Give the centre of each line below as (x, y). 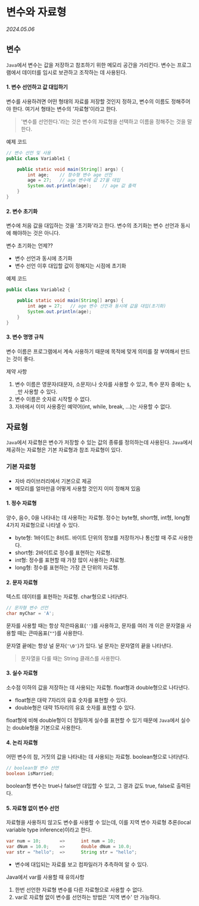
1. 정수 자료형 (21, 503)
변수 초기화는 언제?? (30, 246)
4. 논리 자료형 (22, 742)
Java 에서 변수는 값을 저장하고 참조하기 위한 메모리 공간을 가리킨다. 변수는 (91, 65)
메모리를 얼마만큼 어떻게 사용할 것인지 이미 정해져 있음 (78, 488)
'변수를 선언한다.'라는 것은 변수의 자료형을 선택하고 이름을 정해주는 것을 (103, 121)
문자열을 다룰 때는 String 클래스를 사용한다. (71, 658)
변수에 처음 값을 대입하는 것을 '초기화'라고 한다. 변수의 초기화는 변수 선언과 (93, 226)
